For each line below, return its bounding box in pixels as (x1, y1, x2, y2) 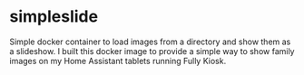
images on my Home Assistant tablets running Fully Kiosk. (9, 55, 227, 66)
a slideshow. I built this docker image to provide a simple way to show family (9, 45, 295, 56)
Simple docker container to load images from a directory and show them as (9, 36, 291, 47)
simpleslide (9, 6, 98, 27)
